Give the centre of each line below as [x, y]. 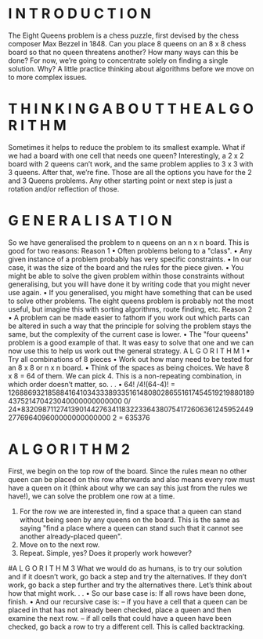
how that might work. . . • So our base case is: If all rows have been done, [127, 593]
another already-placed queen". [71, 536]
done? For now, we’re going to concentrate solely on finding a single [118, 60]
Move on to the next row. [59, 544]
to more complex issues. [48, 77]
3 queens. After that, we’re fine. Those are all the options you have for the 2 [130, 172]
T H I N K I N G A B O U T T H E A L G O [131, 109]
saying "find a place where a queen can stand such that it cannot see [131, 528]
